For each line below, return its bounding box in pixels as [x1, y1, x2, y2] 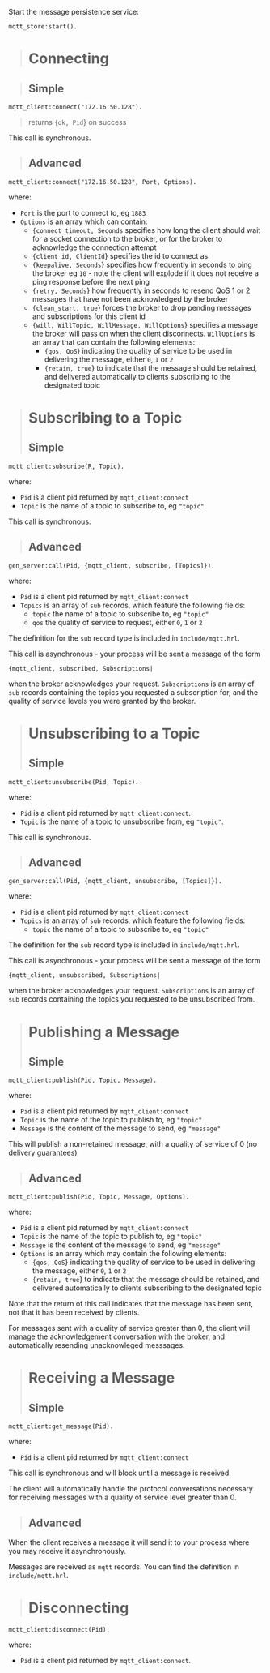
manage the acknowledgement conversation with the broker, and [8, 1332, 225, 1341]
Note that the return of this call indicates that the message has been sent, [8, 1299, 253, 1309]
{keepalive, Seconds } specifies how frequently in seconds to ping [32, 260, 252, 269]
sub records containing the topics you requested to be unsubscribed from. [8, 994, 255, 1004]
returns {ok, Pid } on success [27, 118, 127, 127]
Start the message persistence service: [8, 7, 139, 16]
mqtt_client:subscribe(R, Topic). [8, 462, 125, 470]
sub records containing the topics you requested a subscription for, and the [8, 687, 259, 697]
